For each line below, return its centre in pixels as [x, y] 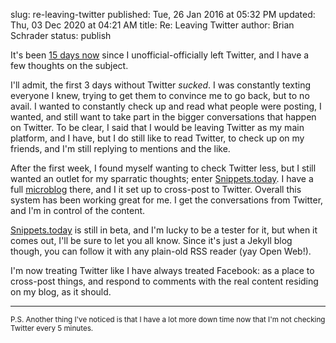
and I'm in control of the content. [78, 210]
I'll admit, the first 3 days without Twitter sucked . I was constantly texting [161, 85]
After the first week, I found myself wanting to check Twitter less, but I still [163, 168]
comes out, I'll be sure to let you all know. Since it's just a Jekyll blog [151, 240]
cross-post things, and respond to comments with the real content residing [164, 281]
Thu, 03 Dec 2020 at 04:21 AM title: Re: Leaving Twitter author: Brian [152, 25]
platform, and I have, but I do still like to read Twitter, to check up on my [157, 138]
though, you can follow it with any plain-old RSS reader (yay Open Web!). [161, 251]
